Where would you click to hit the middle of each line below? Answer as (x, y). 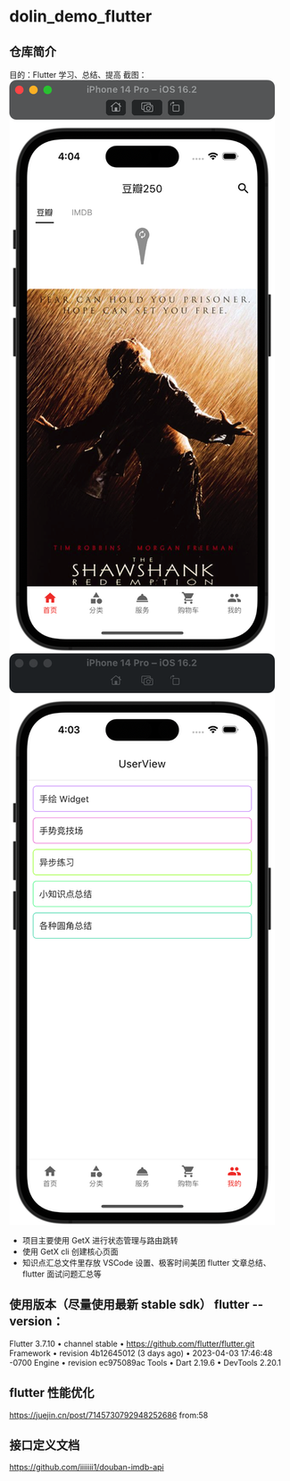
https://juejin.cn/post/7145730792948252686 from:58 (109, 1415)
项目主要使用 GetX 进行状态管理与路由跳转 (100, 1240)
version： (37, 1322)
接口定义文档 (45, 1446)
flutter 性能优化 (52, 1393)
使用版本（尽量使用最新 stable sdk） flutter (129, 1305)
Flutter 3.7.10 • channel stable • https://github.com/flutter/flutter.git (132, 1343)
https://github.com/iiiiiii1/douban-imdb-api (87, 1468)
